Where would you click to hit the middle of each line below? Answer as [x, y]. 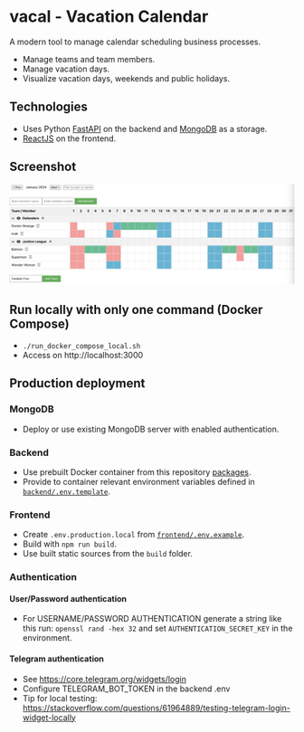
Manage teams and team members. [89, 59]
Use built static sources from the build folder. [107, 554]
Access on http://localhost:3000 [83, 356]
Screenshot [43, 167]
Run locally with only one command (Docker [136, 309]
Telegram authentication [57, 659]
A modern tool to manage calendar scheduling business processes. [135, 42]
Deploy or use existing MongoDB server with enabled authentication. [151, 429]
